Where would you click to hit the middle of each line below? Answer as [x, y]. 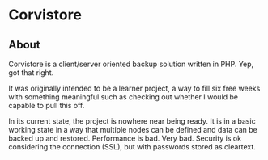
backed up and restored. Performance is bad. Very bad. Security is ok [125, 138]
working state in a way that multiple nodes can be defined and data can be [133, 130]
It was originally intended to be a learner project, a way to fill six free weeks [134, 88]
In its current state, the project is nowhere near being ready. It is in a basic [132, 121]
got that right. [31, 73]
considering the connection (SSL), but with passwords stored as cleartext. [132, 147]
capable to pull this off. [47, 105]
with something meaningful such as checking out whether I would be [123, 97]
